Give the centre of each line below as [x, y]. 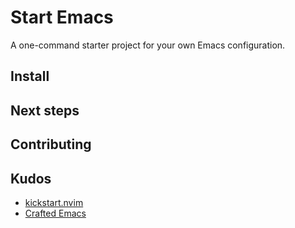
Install [30, 76]
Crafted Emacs [55, 213]
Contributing [51, 144]
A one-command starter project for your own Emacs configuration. [148, 45]
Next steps [45, 110]
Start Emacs [62, 17]
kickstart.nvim [54, 202]
